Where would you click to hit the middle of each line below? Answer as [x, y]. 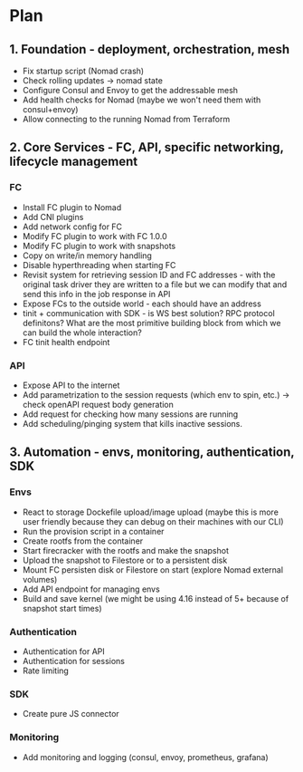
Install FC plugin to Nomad [72, 207]
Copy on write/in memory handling [87, 256]
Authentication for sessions [73, 661]
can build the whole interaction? [82, 333]
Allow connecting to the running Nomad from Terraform [126, 119]
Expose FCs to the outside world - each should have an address [142, 304]
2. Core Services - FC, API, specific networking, [147, 147]
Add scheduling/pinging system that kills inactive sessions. [132, 423]
